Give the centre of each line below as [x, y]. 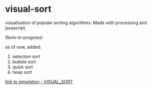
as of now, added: [23, 47]
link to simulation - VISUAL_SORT [39, 82]
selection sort [26, 56]
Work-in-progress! [24, 37]
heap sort [22, 72]
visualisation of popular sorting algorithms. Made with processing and [76, 23]
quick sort [22, 67]
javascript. [16, 28]
